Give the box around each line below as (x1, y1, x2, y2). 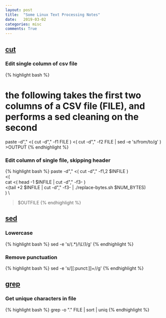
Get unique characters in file (5, 295, 77, 302)
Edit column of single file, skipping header (5, 157, 111, 164)
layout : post (5, 7, 33, 13)
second (5, 122, 38, 133)
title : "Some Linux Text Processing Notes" (5, 12, 100, 17)
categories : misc (5, 21, 42, 27)
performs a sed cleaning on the (5, 111, 139, 122)
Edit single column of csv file (5, 60, 78, 67)
